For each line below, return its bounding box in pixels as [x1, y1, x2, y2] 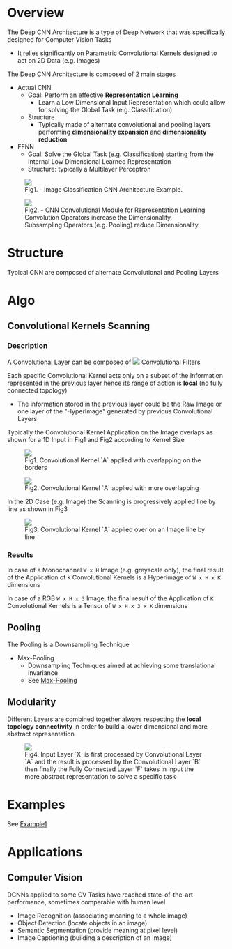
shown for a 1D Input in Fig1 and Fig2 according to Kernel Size [7, 435, 185, 443]
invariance [27, 668, 58, 677]
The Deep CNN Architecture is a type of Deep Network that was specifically [7, 28, 225, 36]
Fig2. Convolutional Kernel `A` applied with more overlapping [24, 483, 199, 492]
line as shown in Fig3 [7, 504, 68, 513]
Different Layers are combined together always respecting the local [7, 715, 201, 723]
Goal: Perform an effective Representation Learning [27, 91, 179, 99]
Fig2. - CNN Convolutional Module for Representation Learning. [24, 206, 208, 214]
